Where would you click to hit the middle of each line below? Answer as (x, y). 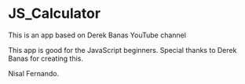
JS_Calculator (54, 14)
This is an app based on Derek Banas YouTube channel (97, 35)
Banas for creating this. (46, 58)
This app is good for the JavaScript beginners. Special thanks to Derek (122, 50)
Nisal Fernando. (34, 73)
